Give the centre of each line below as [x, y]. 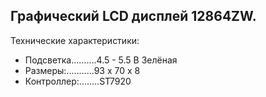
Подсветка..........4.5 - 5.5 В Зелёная [101, 60]
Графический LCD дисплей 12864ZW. [133, 16]
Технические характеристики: [75, 40]
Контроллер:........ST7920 [78, 81]
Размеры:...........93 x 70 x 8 [82, 70]
